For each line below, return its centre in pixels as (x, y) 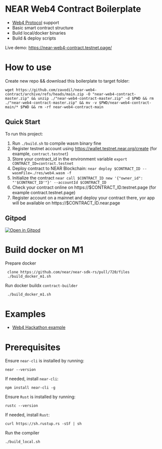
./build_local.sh (23, 442)
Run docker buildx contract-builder (41, 286)
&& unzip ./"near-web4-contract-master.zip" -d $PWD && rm (92, 98)
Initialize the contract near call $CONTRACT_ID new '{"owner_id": (77, 178)
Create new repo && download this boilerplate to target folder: (67, 81)
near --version (20, 370)
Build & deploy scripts (34, 38)
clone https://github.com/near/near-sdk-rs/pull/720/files (69, 272)
